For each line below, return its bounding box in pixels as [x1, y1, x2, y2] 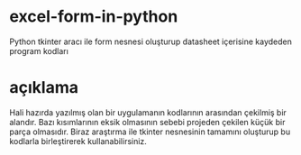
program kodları [9, 45, 69, 56]
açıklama [9, 77, 79, 98]
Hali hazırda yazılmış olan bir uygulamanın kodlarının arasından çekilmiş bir [9, 106, 287, 118]
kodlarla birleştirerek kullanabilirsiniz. [9, 135, 147, 146]
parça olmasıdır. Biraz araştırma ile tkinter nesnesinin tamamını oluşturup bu [9, 126, 291, 137]
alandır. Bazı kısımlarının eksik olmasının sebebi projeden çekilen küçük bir [9, 116, 286, 127]
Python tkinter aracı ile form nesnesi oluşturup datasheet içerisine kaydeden [9, 36, 293, 47]
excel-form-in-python [9, 6, 178, 27]
